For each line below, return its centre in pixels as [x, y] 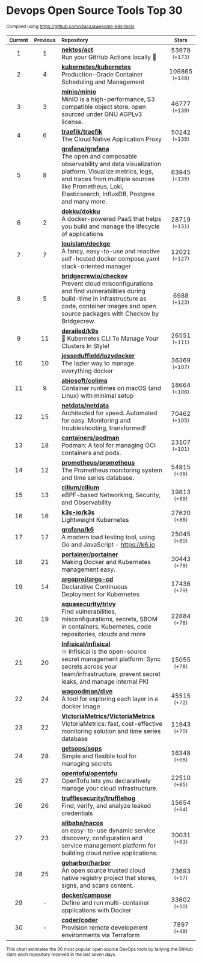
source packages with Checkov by [110, 314]
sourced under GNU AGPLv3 [102, 114]
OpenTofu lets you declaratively [106, 781]
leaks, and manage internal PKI [105, 681]
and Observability [86, 502]
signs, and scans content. [97, 885]
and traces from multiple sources [108, 179]
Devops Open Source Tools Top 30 [94, 11]
